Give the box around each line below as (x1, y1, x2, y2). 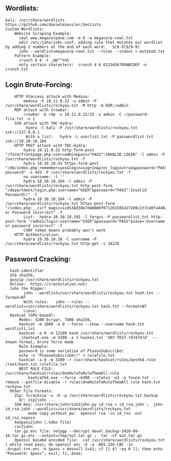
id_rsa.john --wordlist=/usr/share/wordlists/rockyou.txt (5, 406, 131, 412)
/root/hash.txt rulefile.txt (5, 362, 67, 367)
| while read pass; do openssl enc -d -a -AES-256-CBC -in (5, 442, 133, 447)
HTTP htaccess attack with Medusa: (14, 94, 90, 99)
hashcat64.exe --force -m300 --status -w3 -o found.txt (27, 375, 149, 381)
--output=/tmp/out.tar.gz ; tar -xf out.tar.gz (37, 433, 142, 439)
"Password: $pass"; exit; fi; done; (5, 451, 83, 456)
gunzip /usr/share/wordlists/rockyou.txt (10, 277, 99, 282)
